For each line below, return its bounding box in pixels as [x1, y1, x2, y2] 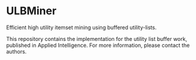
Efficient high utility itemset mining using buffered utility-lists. [6, 24, 157, 31]
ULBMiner [6, 4, 57, 18]
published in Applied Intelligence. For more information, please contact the [6, 42, 190, 49]
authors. [6, 48, 27, 55]
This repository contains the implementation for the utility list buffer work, [6, 35, 187, 42]
